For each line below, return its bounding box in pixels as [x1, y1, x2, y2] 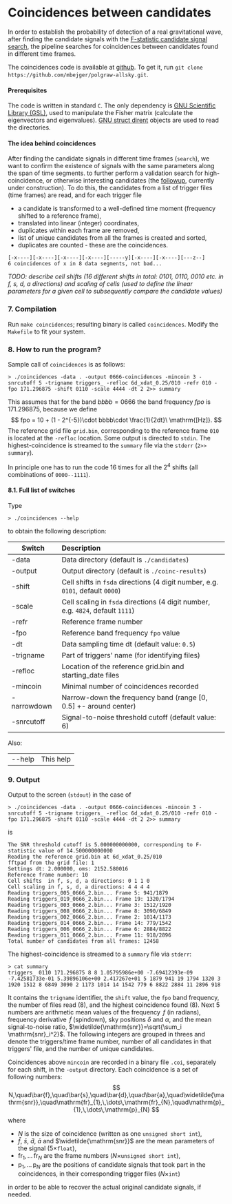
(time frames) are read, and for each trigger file [8, 191, 142, 199]
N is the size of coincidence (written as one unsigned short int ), [17, 1130, 202, 1138]
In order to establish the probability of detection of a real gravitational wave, [8, 28, 223, 36]
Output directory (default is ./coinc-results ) [61, 566, 207, 575]
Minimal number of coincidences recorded [61, 681, 199, 691]
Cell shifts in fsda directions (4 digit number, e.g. [61, 577, 219, 586]
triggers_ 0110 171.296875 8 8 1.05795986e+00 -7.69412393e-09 [8, 970, 193, 977]
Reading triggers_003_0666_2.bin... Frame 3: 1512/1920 [8, 901, 171, 909]
